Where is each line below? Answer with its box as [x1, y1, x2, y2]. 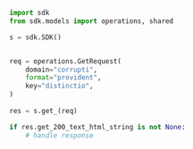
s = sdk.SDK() [9, 32, 63, 42]
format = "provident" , [25, 73, 102, 82]
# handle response [25, 130, 94, 140]
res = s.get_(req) [9, 106, 78, 115]
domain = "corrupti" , [25, 65, 98, 74]
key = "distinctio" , [25, 81, 94, 91]
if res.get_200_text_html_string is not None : [9, 122, 186, 131]
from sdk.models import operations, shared [9, 16, 174, 26]
